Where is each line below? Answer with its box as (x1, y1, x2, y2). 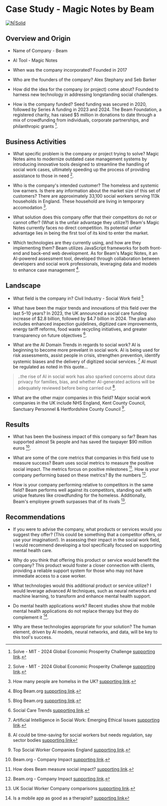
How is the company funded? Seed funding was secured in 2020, (12, 101, 147, 107)
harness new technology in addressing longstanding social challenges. (12, 91, 158, 98)
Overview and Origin (5, 34, 71, 43)
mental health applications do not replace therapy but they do (12, 608, 139, 614)
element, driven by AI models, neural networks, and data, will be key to (12, 629, 158, 635)
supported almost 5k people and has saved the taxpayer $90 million (12, 439, 152, 445)
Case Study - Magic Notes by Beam (5, 3, 155, 15)
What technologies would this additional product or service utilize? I (12, 582, 152, 588)
